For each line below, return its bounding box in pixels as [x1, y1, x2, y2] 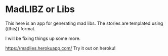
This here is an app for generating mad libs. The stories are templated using [5, 20, 163, 26]
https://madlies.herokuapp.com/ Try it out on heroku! [5, 45, 116, 51]
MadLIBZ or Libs [5, 4, 75, 15]
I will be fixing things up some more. [5, 35, 81, 41]
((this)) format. [5, 25, 36, 31]
